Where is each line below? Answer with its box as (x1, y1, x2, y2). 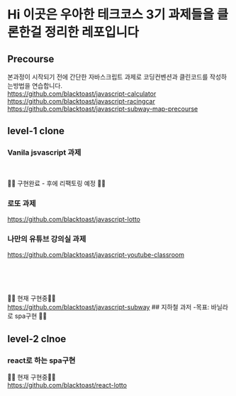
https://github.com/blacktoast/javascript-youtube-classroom (7, 251, 184, 259)
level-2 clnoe (7, 333, 67, 345)
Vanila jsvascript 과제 (7, 148, 82, 158)
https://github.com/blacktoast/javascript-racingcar (7, 97, 156, 105)
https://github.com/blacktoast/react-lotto (7, 380, 128, 389)
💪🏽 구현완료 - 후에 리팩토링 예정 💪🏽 (7, 179, 106, 187)
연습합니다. (31, 82, 62, 89)
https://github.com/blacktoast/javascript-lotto (7, 214, 140, 224)
